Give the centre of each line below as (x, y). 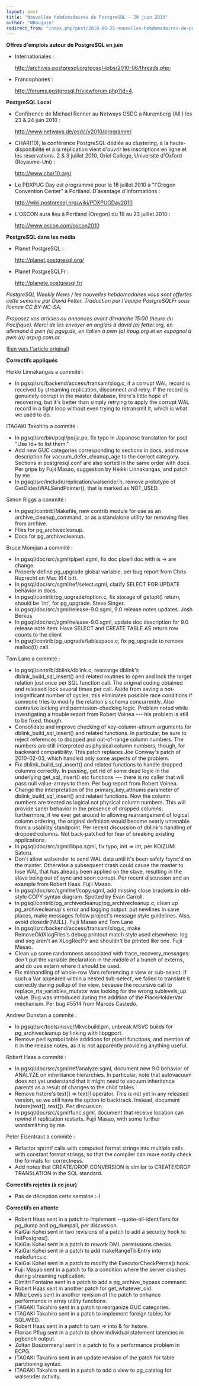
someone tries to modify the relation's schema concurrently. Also (94, 702)
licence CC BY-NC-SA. (34, 307)
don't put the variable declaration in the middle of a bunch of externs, (99, 960)
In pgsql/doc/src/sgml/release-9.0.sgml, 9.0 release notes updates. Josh (104, 609)
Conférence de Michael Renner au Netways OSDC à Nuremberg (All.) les (103, 114)
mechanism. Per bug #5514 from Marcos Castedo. (76, 1004)
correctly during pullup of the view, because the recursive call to (93, 985)
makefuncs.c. (31, 1257)
